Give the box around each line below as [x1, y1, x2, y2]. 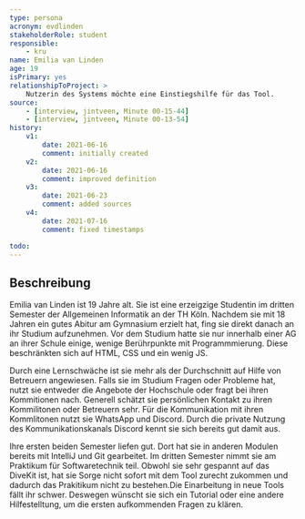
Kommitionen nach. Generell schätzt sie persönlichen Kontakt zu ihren [9, 394, 273, 405]
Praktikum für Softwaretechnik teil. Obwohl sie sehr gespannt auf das [9, 461, 270, 472]
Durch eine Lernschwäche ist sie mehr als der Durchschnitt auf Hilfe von [9, 365, 282, 376]
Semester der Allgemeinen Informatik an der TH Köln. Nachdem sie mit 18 [9, 309, 286, 320]
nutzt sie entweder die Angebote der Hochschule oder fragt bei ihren [9, 384, 269, 396]
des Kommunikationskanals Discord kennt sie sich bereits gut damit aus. [9, 423, 280, 434]
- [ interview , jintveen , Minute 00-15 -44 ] [25, 107, 189, 116]
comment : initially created [42, 148, 148, 158]
